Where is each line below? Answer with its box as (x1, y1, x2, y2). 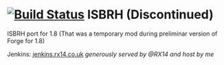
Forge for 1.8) (7, 36, 45, 44)
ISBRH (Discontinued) (87, 7, 214, 23)
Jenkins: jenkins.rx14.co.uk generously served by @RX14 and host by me (7, 50, 214, 58)
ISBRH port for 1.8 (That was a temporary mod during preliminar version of (7, 29, 218, 38)
